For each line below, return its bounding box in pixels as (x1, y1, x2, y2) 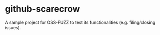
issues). (5, 24, 21, 30)
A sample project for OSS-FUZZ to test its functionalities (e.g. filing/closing (5, 19, 156, 25)
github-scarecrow (5, 3, 80, 15)
